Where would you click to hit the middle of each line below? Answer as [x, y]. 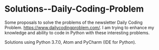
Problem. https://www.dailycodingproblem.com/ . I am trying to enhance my [79, 27]
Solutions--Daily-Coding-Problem [74, 9]
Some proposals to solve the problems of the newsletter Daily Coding [74, 22]
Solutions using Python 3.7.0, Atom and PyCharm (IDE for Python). [70, 42]
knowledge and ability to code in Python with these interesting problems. [77, 33]
